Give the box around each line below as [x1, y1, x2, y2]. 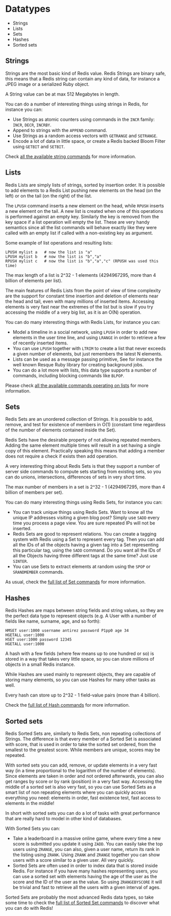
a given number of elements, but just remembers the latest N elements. [12, 351, 162, 357]
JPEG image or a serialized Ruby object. [5, 81, 90, 87]
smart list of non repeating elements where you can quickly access [5, 789, 146, 795]
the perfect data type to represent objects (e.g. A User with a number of [5, 613, 157, 619]
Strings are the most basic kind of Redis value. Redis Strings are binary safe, [5, 70, 166, 76]
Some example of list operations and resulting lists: [5, 239, 113, 246]
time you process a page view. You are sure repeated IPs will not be [12, 520, 156, 526]
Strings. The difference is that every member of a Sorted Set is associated [5, 736, 161, 742]
